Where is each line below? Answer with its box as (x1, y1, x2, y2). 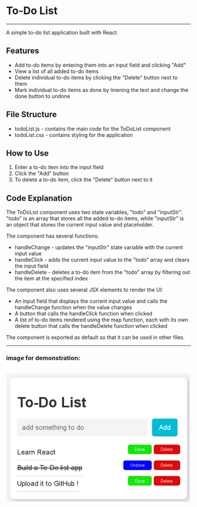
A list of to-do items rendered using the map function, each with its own (14, 316, 189, 323)
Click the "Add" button (14, 170, 69, 177)
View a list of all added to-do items (14, 67, 99, 74)
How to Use (6, 148, 49, 158)
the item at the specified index (14, 275, 88, 282)
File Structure (6, 109, 57, 119)
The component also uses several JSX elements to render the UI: (6, 286, 163, 293)
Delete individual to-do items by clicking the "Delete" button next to (14, 74, 178, 81)
